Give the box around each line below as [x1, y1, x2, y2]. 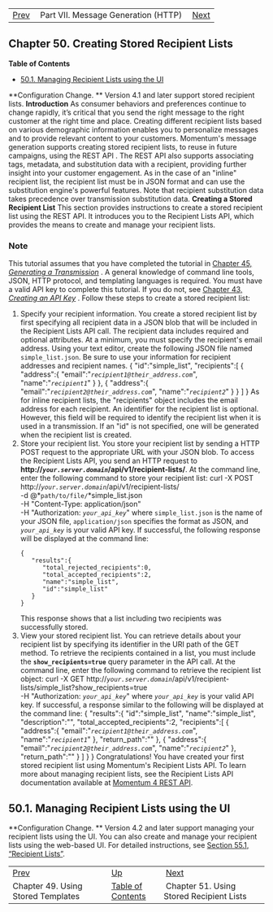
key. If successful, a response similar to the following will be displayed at [19, 700, 264, 710]
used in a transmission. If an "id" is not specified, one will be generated [19, 421, 259, 431]
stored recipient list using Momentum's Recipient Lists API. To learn [19, 761, 246, 770]
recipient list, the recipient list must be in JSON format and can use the [8, 177, 245, 186]
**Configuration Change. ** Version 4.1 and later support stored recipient [8, 89, 255, 100]
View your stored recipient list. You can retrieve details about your [19, 631, 241, 641]
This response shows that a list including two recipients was [19, 613, 222, 623]
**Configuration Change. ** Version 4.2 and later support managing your [8, 823, 254, 832]
